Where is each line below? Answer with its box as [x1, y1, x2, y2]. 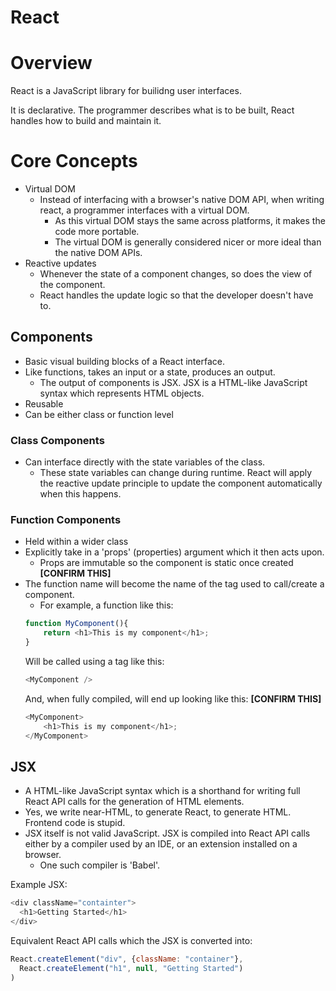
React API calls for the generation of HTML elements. [24, 796, 245, 808]
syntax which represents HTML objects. [39, 387, 205, 399]
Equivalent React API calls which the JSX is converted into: [10, 935, 253, 947]
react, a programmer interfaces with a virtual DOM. [39, 204, 250, 216]
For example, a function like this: [39, 599, 174, 611]
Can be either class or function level [24, 408, 174, 420]
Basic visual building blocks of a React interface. [24, 355, 225, 367]
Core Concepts [10, 150, 138, 173]
